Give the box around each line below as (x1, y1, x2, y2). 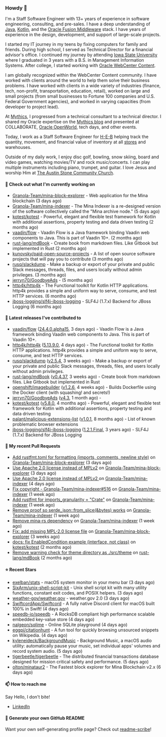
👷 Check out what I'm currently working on (5, 181, 95, 187)
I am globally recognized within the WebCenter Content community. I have (5, 72, 157, 78)
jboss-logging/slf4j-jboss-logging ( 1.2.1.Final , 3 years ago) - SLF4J (12, 426, 149, 432)
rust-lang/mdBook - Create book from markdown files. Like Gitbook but (12, 240, 159, 246)
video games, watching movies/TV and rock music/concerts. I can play (5, 159, 150, 165)
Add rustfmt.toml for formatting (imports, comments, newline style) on (12, 454, 156, 460)
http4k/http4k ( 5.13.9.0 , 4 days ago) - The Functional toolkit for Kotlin (12, 342, 154, 348)
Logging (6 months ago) (12, 303, 62, 309)
